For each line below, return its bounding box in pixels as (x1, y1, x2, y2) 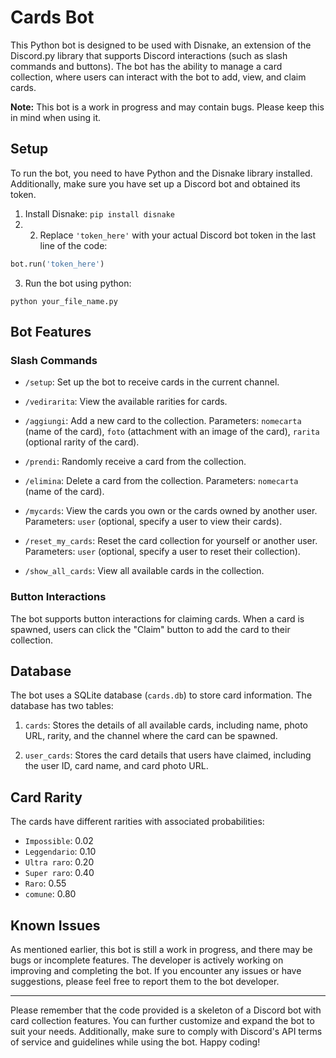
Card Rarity (10, 789, 83, 806)
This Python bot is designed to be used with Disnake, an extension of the (10, 39, 312, 51)
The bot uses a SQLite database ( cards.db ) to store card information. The (10, 689, 313, 701)
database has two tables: (10, 700, 114, 712)
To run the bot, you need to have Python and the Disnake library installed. (10, 167, 313, 179)
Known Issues (10, 917, 101, 934)
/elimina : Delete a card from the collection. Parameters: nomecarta (24, 475, 299, 487)
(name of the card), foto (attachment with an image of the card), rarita (24, 426, 320, 438)
